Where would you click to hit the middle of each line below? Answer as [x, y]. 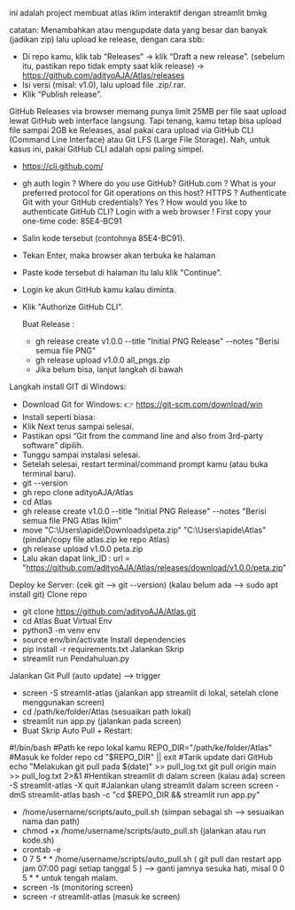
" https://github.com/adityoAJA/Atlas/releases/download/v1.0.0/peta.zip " [154, 568]
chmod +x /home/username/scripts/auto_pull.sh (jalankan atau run [144, 831]
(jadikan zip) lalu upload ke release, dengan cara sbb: [107, 39]
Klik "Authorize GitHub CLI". [73, 307]
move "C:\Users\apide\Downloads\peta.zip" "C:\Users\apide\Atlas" [144, 530]
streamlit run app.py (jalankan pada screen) [101, 721]
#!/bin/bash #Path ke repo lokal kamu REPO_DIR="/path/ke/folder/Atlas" [141, 747]
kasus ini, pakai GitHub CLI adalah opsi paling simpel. [107, 149]
